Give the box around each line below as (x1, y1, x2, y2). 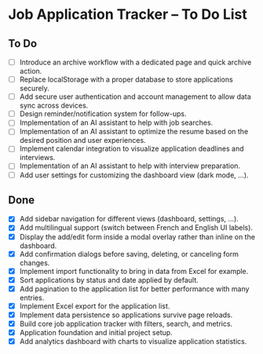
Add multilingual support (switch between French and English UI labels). (19, 223, 254, 232)
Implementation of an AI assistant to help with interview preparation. (19, 161, 241, 170)
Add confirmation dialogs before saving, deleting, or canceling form (19, 249, 239, 258)
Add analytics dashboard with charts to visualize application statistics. (19, 337, 247, 346)
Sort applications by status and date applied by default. (19, 275, 199, 284)
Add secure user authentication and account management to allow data (19, 92, 251, 101)
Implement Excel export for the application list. (19, 301, 170, 311)
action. (19, 67, 42, 76)
